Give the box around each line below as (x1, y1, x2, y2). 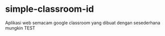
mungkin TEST (5, 25, 36, 31)
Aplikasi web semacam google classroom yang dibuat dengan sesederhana (5, 20, 161, 26)
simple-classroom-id (5, 3, 94, 15)
